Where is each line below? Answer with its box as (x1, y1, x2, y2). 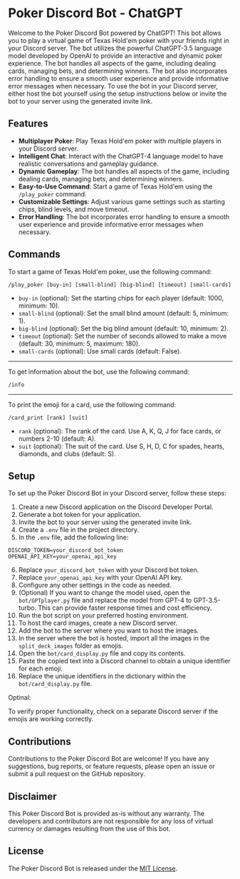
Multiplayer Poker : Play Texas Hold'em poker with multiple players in (18, 136, 221, 145)
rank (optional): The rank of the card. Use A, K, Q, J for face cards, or (18, 426, 221, 435)
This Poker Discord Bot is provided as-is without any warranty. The (8, 809, 205, 818)
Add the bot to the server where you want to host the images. (18, 626, 199, 635)
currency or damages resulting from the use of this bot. (8, 825, 171, 833)
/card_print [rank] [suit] (8, 414, 88, 421)
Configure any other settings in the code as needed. (18, 581, 172, 590)
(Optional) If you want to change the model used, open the (18, 588, 191, 597)
